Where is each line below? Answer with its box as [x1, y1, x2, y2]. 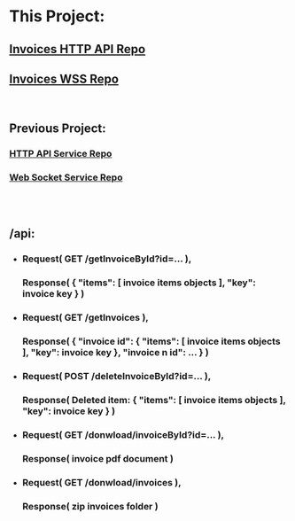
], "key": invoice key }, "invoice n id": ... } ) [21, 346, 210, 359]
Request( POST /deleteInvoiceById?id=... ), [21, 370, 212, 382]
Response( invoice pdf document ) [21, 452, 175, 464]
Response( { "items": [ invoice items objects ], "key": [21, 276, 257, 289]
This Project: [9, 6, 105, 27]
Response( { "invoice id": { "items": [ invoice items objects [21, 335, 281, 347]
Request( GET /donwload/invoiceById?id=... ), [21, 428, 224, 440]
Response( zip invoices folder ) [21, 500, 159, 512]
